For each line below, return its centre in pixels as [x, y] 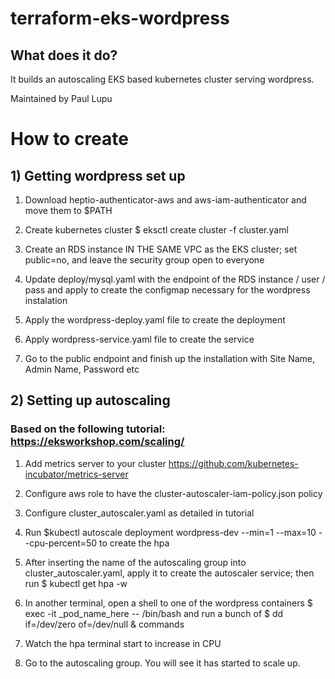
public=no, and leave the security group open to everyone [144, 260]
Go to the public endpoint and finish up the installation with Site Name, [170, 358]
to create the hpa [134, 543]
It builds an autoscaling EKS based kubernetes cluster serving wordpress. [162, 79]
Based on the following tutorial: [88, 429]
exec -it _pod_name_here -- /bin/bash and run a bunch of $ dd [154, 613]
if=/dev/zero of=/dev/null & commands [104, 624]
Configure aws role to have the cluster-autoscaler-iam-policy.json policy [173, 493]
